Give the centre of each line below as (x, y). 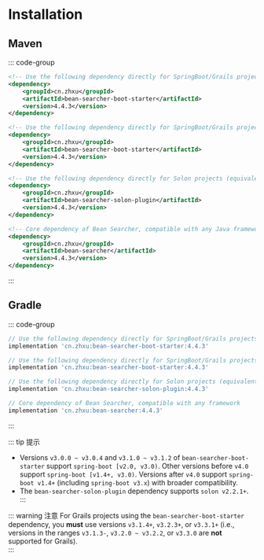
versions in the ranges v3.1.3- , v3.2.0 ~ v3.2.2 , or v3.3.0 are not (115, 532)
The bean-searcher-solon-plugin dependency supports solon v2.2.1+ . (134, 491)
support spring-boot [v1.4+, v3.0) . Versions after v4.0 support (123, 474)
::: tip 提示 (24, 441)
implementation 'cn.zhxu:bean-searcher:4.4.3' (86, 411)
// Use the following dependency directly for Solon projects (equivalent (133, 382)
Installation (46, 15)
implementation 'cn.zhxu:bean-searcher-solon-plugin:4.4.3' (109, 389)
